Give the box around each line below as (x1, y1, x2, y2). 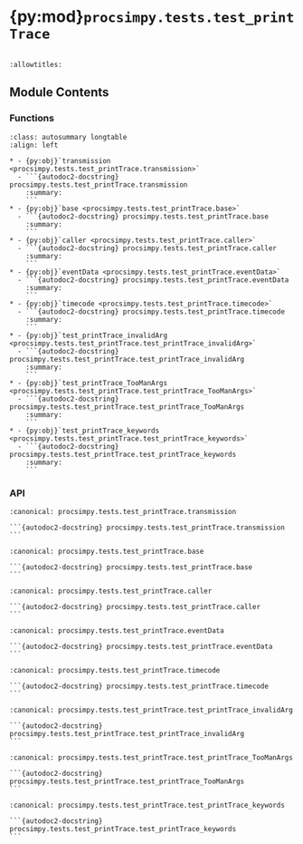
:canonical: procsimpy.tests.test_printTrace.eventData (9, 626, 224, 635)
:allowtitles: (9, 60, 63, 69)
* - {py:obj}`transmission (9, 156, 111, 165)
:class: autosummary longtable (9, 132, 128, 141)
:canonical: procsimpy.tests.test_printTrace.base (9, 547, 204, 556)
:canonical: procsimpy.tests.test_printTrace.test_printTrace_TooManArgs (9, 752, 294, 762)
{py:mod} (9, 6, 84, 27)
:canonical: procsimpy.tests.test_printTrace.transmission (9, 507, 237, 516)
